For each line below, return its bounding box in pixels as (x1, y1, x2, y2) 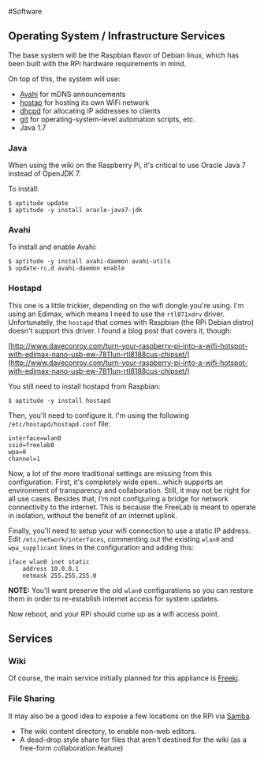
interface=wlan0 (8, 434, 61, 442)
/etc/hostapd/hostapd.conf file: (8, 419, 111, 428)
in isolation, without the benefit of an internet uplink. (8, 510, 177, 520)
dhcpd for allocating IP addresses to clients (19, 106, 161, 115)
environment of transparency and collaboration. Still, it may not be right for (8, 485, 251, 495)
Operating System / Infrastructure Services (8, 29, 226, 43)
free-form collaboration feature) (19, 743, 124, 752)
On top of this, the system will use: (8, 74, 121, 84)
